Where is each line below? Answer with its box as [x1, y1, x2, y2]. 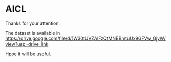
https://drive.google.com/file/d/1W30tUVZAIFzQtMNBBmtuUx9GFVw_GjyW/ [5, 35, 166, 42]
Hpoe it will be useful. [5, 51, 51, 57]
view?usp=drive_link [5, 40, 49, 47]
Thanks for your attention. [5, 20, 60, 26]
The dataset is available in [5, 30, 60, 36]
